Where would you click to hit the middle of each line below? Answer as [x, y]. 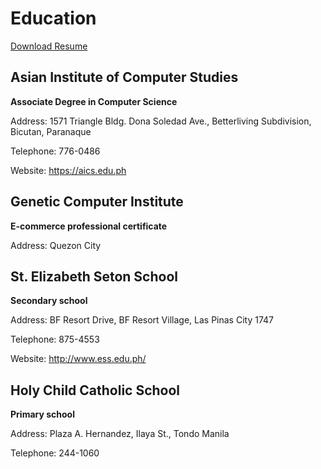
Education [53, 18]
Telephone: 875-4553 [55, 339]
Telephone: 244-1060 [55, 453]
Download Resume [49, 46]
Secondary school [49, 301]
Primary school [42, 414]
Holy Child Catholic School [95, 390]
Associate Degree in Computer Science [94, 101]
